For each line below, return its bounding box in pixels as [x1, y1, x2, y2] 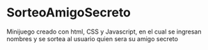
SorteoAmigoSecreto [6, 5, 131, 21]
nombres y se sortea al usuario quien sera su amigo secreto [6, 34, 179, 42]
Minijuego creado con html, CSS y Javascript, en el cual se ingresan [6, 27, 202, 36]
